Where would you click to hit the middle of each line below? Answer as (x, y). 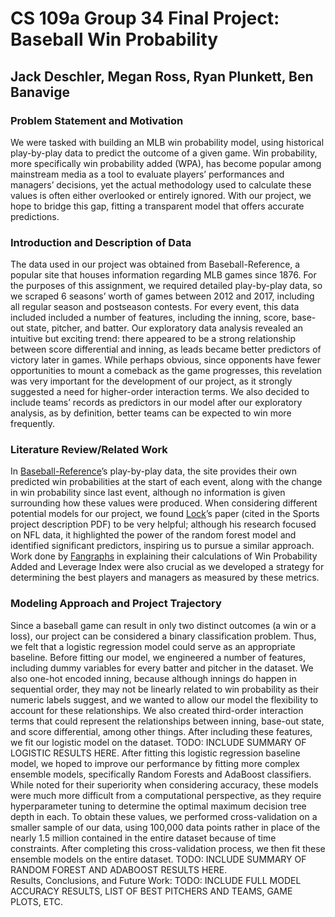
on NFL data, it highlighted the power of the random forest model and (153, 535)
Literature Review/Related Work (89, 450)
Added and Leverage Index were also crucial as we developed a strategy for (167, 567)
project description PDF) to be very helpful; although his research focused (163, 524)
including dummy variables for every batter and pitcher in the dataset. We (162, 668)
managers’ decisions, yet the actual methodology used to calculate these (161, 184)
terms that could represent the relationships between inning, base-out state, (167, 721)
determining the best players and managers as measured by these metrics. (165, 578)
